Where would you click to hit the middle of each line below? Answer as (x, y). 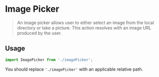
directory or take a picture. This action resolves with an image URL (84, 27)
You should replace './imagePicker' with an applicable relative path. (74, 69)
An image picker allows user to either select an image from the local (85, 23)
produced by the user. (39, 33)
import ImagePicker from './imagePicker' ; (49, 60)
